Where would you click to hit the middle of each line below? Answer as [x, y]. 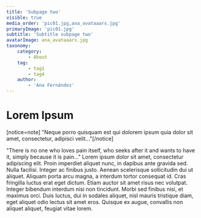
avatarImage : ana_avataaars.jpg [47, 40]
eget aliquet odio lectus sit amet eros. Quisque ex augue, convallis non [95, 202]
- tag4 [36, 74]
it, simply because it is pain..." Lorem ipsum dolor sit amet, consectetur [95, 157]
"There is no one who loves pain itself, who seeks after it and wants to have [101, 150]
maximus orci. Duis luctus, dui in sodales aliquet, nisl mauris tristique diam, [100, 196]
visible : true [24, 18]
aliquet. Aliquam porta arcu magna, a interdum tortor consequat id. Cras [96, 176]
